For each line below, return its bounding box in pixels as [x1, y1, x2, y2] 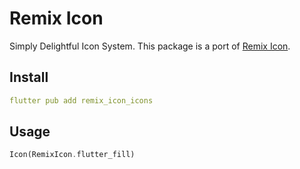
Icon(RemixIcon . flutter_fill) [9, 150, 136, 160]
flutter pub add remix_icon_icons [9, 95, 154, 106]
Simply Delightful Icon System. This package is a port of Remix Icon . [9, 40, 291, 52]
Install [9, 69, 49, 86]
